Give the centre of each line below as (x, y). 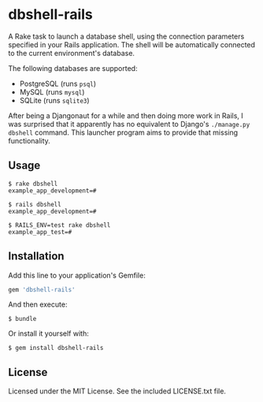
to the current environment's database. (72, 53)
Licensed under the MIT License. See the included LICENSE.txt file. (117, 391)
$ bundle (22, 319)
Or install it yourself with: (48, 333)
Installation (36, 257)
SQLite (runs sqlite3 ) (54, 100)
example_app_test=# (40, 232)
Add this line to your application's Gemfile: (77, 275)
